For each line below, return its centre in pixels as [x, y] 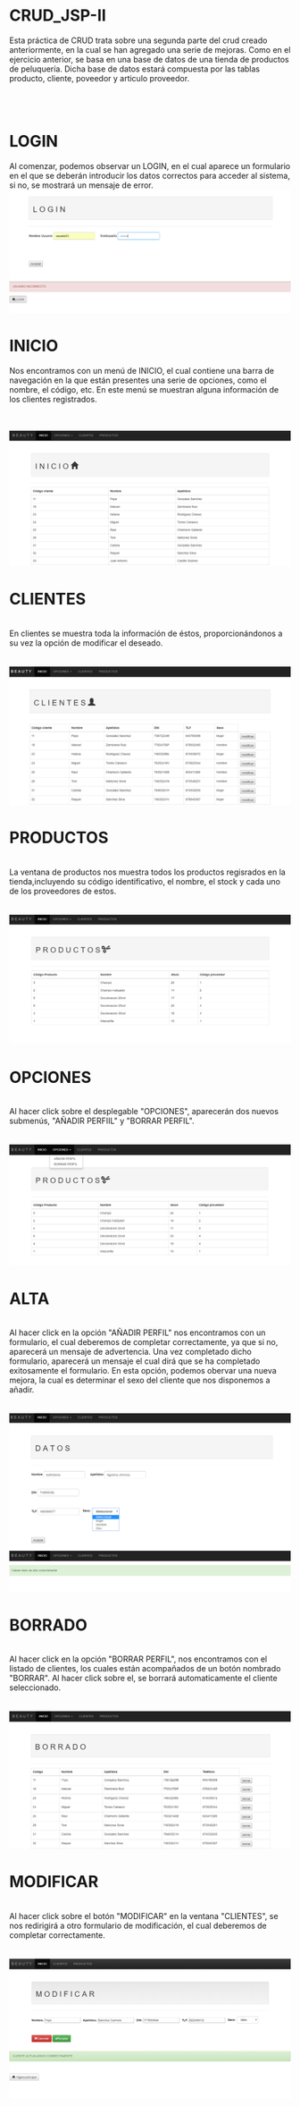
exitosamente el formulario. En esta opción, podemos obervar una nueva [143, 1371]
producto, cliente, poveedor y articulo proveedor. [100, 78]
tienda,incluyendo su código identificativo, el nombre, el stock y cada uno [145, 881]
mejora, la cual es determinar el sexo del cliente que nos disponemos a [140, 1380]
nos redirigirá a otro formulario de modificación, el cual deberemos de [138, 1925]
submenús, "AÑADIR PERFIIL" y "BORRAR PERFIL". [102, 1121]
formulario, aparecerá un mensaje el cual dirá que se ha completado [135, 1361]
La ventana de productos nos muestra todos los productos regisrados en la [147, 872]
